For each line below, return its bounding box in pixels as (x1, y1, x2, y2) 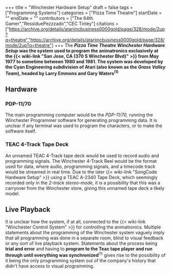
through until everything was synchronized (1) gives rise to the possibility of (5, 251, 166, 258)
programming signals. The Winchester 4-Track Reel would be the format (5, 158, 157, 164)
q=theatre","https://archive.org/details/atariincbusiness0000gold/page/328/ (5, 37, 165, 43)
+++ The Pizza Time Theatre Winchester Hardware (54, 42, 165, 48)
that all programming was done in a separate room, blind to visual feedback (5, 235, 164, 241)
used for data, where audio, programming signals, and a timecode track (5, 163, 156, 169)
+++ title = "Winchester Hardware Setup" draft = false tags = (5, 5, 133, 10)
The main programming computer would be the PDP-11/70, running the (5, 112, 154, 118)
